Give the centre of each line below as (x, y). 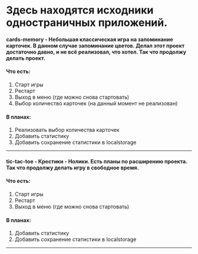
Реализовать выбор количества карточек (67, 130)
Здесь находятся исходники (80, 10)
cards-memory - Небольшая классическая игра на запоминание (90, 39)
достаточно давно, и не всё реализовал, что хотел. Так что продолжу (96, 52)
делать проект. (26, 58)
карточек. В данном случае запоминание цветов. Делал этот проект (95, 45)
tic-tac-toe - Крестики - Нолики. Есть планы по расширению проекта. (97, 161)
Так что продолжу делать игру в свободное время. (73, 168)
